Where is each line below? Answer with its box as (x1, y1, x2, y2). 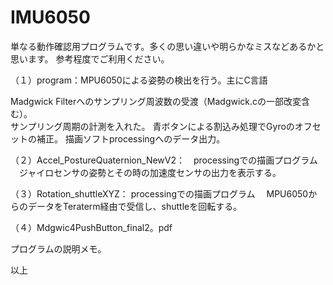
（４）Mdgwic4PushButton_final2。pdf (10, 221, 173, 233)
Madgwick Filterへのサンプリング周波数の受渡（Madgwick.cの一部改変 (10, 95, 302, 107)
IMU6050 (10, 6, 91, 29)
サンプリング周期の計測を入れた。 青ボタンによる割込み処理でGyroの (10, 120, 295, 132)
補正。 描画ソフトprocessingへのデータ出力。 (36, 132, 226, 145)
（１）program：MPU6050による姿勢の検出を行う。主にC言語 (10, 74, 268, 86)
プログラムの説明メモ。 (10, 242, 107, 255)
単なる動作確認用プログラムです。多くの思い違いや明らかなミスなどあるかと (10, 40, 325, 52)
